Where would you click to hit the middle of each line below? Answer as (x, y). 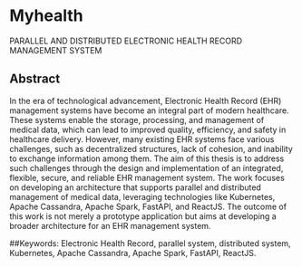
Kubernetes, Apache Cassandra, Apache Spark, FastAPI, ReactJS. (133, 253)
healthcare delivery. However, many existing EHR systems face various (142, 139)
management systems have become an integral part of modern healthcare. (149, 110)
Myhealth (46, 16)
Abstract (35, 79)
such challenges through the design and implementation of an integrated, (146, 167)
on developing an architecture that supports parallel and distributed (135, 187)
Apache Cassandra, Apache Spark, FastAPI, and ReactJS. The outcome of (148, 206)
